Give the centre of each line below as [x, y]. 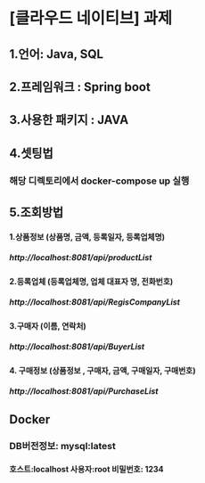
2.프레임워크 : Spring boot [80, 87]
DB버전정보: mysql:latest [62, 446]
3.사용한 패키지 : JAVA [69, 120]
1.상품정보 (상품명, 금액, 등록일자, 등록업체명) [87, 236]
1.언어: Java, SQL [57, 54]
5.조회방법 [37, 213]
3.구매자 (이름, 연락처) [48, 325]
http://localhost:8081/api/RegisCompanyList [95, 302]
